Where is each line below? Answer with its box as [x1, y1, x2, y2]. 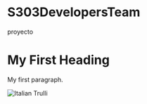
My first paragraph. [7, 75, 63, 84]
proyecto [7, 27, 34, 36]
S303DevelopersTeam [7, 4, 141, 20]
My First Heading [7, 52, 110, 68]
